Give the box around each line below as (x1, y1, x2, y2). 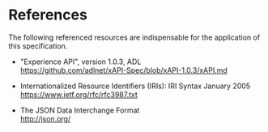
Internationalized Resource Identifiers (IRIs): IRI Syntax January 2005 (19, 81, 251, 91)
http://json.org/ (19, 113, 71, 123)
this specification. (8, 40, 68, 50)
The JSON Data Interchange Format (19, 105, 140, 115)
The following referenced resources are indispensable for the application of (8, 32, 261, 42)
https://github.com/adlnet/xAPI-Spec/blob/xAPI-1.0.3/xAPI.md (19, 65, 228, 75)
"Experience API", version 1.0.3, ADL (19, 57, 142, 66)
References (8, 6, 87, 24)
